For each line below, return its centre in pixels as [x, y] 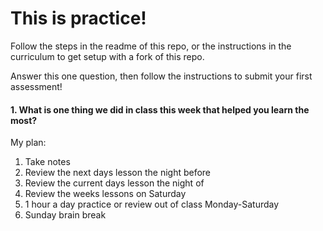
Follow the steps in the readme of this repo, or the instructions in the [151, 46]
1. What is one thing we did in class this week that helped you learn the [160, 109]
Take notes [47, 162]
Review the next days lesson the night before [118, 173]
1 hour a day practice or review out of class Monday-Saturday [152, 204]
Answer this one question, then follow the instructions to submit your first [161, 76]
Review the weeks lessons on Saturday [105, 194]
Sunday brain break [65, 215]
